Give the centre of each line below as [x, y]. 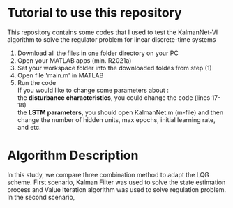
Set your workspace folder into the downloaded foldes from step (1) [114, 68]
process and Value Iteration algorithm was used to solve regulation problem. [117, 189]
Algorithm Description [73, 156]
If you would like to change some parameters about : [93, 90]
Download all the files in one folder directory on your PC [98, 53]
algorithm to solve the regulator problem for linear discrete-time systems [112, 39]
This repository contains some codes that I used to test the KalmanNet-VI [113, 32]
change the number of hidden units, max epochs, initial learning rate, [116, 119]
